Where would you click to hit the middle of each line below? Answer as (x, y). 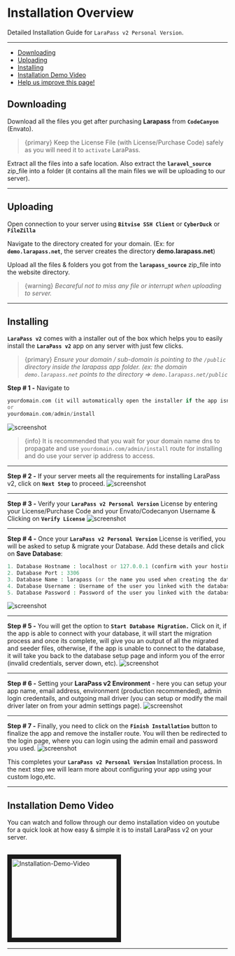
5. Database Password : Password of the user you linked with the (106, 593)
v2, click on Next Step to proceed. (56, 483)
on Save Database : (35, 553)
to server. (38, 293)
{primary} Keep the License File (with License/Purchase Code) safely (124, 142)
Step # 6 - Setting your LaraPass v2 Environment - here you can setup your (117, 684)
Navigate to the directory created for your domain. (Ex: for (91, 243)
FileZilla (22, 230)
